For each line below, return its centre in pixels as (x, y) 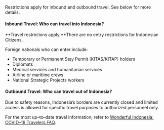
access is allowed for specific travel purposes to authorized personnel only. (82, 108)
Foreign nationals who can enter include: (46, 49)
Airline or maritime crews (38, 75)
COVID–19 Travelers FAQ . (31, 123)
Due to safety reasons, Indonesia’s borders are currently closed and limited (82, 102)
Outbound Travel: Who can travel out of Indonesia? (59, 91)
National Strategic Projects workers (48, 80)
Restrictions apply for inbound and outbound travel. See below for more (78, 7)
